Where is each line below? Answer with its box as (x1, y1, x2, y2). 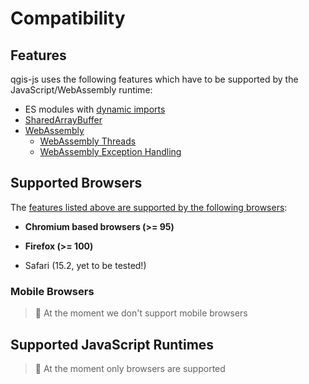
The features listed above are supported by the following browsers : (10, 201, 288, 213)
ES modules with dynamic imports (24, 103, 166, 115)
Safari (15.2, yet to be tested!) (24, 259, 147, 271)
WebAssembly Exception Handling (39, 146, 182, 157)
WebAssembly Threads (39, 135, 137, 147)
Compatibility (10, 7, 126, 30)
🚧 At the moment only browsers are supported (34, 362, 226, 374)
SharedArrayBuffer (24, 114, 103, 126)
